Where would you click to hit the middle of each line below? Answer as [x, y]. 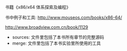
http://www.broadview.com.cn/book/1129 [47, 27]
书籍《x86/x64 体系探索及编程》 [38, 7]
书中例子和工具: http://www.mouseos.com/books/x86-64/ [64, 17]
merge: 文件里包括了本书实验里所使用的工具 [56, 43]
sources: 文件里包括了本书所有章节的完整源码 [58, 37]
